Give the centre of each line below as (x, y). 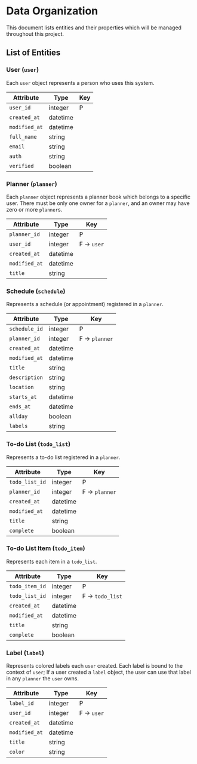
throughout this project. (35, 33)
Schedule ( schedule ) (36, 291)
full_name (23, 137)
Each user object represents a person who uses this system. (80, 82)
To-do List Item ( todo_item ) (46, 548)
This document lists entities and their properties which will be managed (94, 27)
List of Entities (33, 53)
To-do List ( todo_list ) (38, 444)
